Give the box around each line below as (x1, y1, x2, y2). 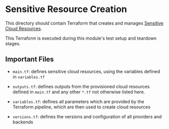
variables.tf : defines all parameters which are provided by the (12, 98, 145, 104)
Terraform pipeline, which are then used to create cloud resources (12, 104, 151, 110)
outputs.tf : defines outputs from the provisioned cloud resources (12, 83, 150, 89)
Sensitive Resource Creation (5, 4, 127, 15)
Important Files (5, 55, 54, 64)
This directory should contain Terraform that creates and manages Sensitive (5, 20, 164, 26)
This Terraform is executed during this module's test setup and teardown (5, 35, 157, 41)
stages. (5, 40, 21, 46)
